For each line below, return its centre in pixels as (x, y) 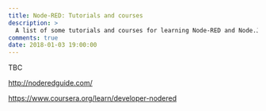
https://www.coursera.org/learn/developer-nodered (93, 98)
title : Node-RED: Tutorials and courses (76, 15)
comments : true (33, 38)
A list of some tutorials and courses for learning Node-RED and (125, 30)
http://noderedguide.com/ (51, 83)
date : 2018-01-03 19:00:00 (53, 45)
